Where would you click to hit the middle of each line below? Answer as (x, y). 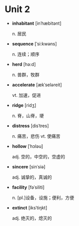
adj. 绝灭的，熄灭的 (32, 218)
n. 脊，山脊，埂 (28, 116)
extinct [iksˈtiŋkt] (29, 207)
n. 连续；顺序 (26, 54)
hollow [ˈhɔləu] (27, 146)
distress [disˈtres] (30, 126)
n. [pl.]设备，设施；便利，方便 (43, 197)
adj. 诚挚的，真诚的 (32, 177)
